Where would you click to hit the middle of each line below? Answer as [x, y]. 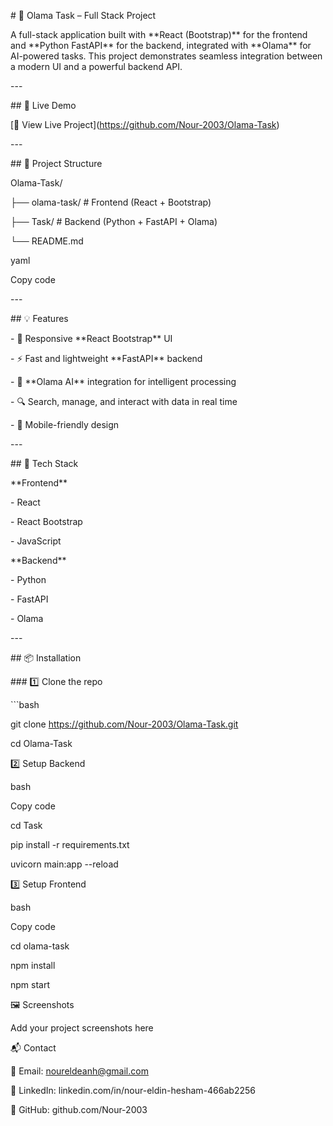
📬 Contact [33, 1048]
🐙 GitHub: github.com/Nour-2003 [79, 1109]
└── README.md [47, 241]
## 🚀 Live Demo [43, 105]
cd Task [26, 825]
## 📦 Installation [46, 658]
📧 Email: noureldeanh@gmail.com [79, 1071]
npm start [30, 984]
